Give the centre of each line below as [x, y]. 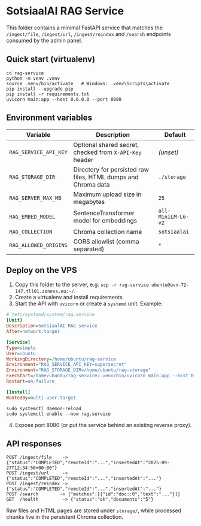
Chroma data [92, 184]
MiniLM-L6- [174, 217]
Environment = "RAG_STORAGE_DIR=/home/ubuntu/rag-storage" [79, 370]
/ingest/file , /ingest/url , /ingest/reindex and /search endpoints [89, 34]
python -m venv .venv [33, 78]
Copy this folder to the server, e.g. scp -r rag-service [82, 285]
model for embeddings [105, 220]
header [83, 160]
